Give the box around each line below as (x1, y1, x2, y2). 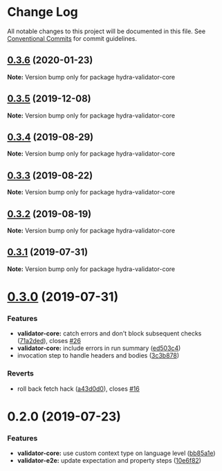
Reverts (7, 369, 35, 378)
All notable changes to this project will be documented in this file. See (7, 27, 206, 35)
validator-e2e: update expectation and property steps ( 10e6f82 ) (17, 456, 202, 465)
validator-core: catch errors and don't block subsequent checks (17, 329, 202, 338)
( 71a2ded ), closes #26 (17, 337, 82, 345)
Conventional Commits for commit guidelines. (7, 34, 137, 42)
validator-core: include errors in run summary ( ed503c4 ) (17, 344, 181, 353)
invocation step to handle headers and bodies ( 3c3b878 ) (17, 351, 180, 360)
